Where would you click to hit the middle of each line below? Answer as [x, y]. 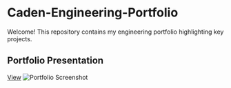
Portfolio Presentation [56, 61]
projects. [20, 38]
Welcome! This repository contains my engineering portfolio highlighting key [115, 32]
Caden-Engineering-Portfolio [93, 13]
